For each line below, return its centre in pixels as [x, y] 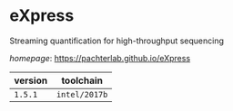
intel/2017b [82, 94]
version [31, 80]
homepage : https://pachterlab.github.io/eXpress [100, 58]
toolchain [82, 80]
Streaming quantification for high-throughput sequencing [117, 41]
